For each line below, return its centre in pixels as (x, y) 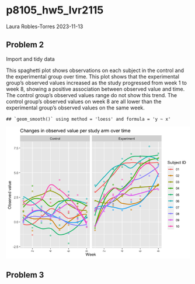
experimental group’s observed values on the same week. (75, 107)
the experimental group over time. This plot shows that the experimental (93, 76)
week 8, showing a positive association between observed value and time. (95, 89)
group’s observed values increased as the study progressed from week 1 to (96, 83)
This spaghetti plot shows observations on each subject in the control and (95, 70)
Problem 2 (25, 45)
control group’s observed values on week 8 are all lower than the (84, 101)
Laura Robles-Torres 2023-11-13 (45, 26)
